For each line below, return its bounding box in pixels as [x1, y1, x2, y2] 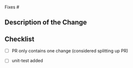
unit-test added [11, 58, 43, 64]
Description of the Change [4, 18, 87, 26]
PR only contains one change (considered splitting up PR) [11, 48, 129, 54]
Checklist [4, 35, 35, 43]
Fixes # [4, 4, 20, 10]
